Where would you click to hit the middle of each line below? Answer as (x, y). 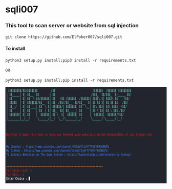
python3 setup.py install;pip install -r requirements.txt (70, 80)
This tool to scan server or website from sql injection (72, 26)
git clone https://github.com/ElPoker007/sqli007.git (64, 37)
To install (15, 49)
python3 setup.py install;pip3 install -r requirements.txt (71, 60)
